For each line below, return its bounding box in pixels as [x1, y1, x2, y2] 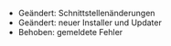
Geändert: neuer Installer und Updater [17, 17, 162, 28]
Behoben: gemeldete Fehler [17, 27, 123, 37]
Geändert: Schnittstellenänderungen [17, 8, 155, 18]
